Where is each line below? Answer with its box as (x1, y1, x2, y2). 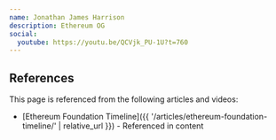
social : (9, 29, 38, 38)
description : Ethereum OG (9, 21, 105, 30)
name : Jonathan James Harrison (9, 12, 125, 22)
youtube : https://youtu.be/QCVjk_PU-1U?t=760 (17, 37, 189, 47)
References (9, 70, 75, 85)
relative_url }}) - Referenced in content (63, 121, 204, 131)
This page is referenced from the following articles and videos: (9, 94, 239, 105)
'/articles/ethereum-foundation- (150, 112, 268, 122)
